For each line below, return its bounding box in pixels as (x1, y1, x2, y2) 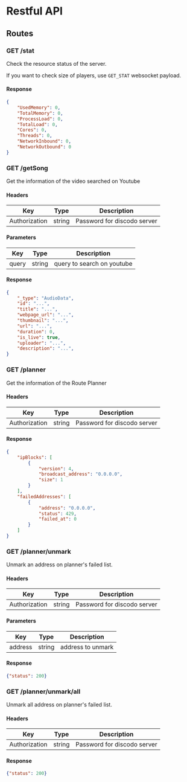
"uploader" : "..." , (17, 340, 66, 346)
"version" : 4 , (38, 466, 74, 472)
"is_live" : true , (17, 334, 61, 341)
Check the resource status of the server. (6, 60, 107, 67)
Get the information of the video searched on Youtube (6, 178, 141, 185)
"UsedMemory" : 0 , (17, 104, 61, 111)
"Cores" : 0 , (17, 127, 47, 133)
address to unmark (60, 643, 114, 651)
